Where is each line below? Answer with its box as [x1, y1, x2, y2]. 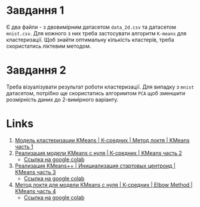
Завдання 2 [6, 63, 67, 77]
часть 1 [14, 143, 33, 150]
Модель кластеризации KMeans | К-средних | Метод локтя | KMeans [14, 136, 190, 144]
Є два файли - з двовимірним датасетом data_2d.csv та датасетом [6, 23, 176, 31]
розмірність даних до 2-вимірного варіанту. [6, 96, 119, 103]
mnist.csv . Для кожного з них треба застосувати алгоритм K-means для [6, 29, 187, 36]
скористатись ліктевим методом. [6, 42, 91, 50]
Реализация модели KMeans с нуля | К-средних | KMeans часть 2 [14, 149, 182, 156]
